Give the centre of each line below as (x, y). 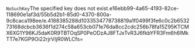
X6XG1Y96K (21, 33)
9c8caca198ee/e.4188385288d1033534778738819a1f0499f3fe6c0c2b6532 (98, 21)
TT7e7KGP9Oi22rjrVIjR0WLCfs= (45, 39)
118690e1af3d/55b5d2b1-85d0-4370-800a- (59, 14)
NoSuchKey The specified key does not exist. (58, 8)
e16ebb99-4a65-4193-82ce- (144, 8)
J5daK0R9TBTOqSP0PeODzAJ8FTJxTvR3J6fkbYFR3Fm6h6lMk (112, 33)
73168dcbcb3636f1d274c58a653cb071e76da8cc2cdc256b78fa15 (85, 27)
